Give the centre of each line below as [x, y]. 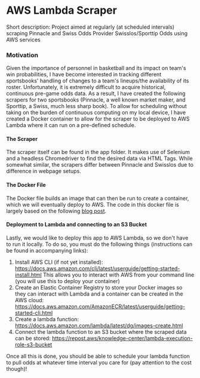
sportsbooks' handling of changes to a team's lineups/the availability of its [98, 81]
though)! [17, 368]
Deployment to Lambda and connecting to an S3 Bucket [77, 225]
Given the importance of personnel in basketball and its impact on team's [96, 68]
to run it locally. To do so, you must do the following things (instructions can [99, 244]
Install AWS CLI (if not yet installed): [59, 262]
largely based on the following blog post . [56, 211]
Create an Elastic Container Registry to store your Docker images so [99, 287]
